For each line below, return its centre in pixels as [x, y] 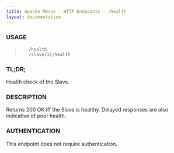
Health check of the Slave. [38, 82]
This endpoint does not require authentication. [62, 144]
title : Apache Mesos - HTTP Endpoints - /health [66, 11]
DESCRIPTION [27, 97]
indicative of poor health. [36, 116]
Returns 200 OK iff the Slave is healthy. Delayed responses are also [87, 110]
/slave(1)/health [49, 54]
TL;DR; [16, 69]
